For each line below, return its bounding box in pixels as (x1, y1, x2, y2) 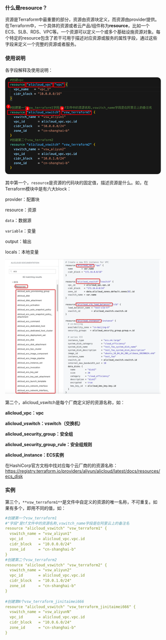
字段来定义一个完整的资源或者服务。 (5, 41, 79, 47)
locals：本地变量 (5, 249, 39, 255)
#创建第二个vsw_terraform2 (5, 557, 57, 562)
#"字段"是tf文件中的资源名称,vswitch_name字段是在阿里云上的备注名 (5, 521, 130, 526)
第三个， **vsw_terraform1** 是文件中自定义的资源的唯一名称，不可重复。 (5, 499, 153, 505)
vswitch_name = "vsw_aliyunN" (9, 609, 72, 614)
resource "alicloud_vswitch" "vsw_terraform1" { (5, 526, 107, 531)
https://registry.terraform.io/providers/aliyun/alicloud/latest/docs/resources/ (5, 468, 161, 474)
